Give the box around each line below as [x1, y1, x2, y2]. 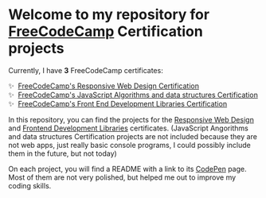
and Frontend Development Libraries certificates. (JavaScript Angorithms [8, 123, 248, 133]
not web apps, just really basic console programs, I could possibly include [8, 140, 251, 149]
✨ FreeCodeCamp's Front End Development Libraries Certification [8, 99, 228, 108]
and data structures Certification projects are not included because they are [8, 131, 257, 141]
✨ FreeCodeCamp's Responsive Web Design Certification [8, 81, 199, 91]
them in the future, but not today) [8, 149, 117, 158]
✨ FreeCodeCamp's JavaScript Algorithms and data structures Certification [8, 90, 259, 99]
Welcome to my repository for [8, 6, 209, 24]
